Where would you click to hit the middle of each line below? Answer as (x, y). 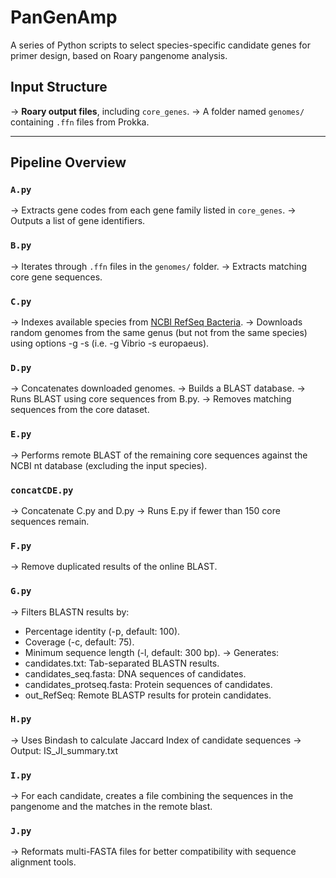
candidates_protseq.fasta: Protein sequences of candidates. (148, 684)
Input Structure (59, 87)
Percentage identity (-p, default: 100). (102, 631)
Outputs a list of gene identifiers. (78, 221)
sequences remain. (50, 521)
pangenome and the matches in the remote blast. (111, 807)
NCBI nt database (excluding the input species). (109, 465)
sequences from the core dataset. (80, 410)
